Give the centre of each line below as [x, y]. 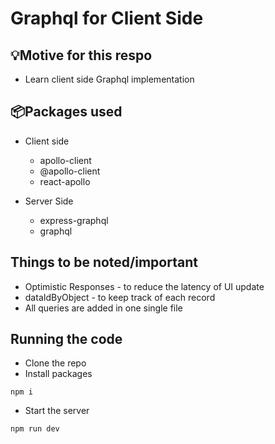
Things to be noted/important [104, 262]
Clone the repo [55, 363]
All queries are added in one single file [103, 308]
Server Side [49, 201]
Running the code [66, 339]
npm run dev [35, 429]
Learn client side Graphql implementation [109, 79]
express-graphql [74, 220]
